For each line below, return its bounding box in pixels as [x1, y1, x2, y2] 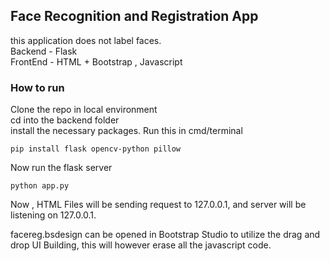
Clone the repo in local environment [10, 104, 158, 116]
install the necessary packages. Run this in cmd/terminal [10, 125, 243, 137]
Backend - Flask [10, 45, 78, 57]
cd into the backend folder [10, 114, 120, 126]
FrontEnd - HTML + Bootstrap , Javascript [10, 55, 183, 68]
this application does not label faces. [10, 34, 162, 46]
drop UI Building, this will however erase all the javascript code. [10, 239, 272, 251]
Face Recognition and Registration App [10, 8, 259, 25]
